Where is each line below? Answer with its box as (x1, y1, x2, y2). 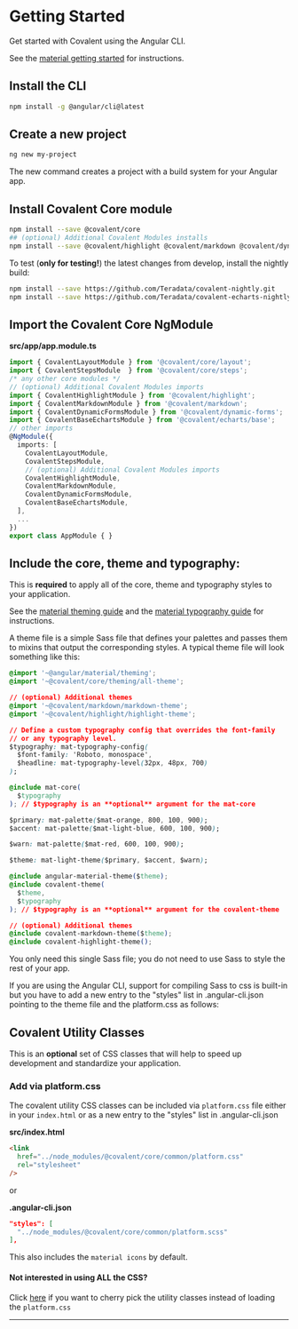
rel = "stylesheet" (17, 1160, 82, 1169)
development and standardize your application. (9, 1057, 182, 1068)
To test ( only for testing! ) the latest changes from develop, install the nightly (9, 258, 289, 268)
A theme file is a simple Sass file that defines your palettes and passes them (9, 633, 288, 643)
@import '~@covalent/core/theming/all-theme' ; (9, 677, 184, 686)
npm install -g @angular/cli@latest (9, 102, 145, 111)
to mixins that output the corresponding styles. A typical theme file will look (9, 642, 285, 653)
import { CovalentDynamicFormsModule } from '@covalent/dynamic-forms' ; (9, 407, 284, 417)
